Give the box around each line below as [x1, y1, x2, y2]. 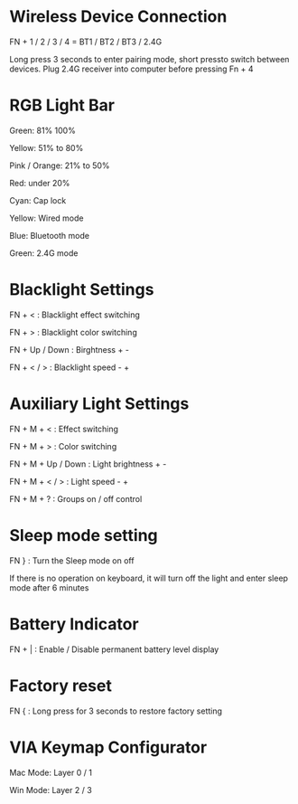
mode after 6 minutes [9, 582, 89, 593]
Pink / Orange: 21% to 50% [9, 160, 110, 171]
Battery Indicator [9, 613, 139, 634]
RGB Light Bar [9, 95, 116, 116]
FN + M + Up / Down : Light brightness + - [9, 459, 167, 469]
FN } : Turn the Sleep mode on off [9, 554, 135, 566]
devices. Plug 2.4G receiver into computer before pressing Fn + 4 [9, 63, 254, 74]
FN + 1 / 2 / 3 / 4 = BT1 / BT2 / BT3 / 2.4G [9, 36, 163, 47]
